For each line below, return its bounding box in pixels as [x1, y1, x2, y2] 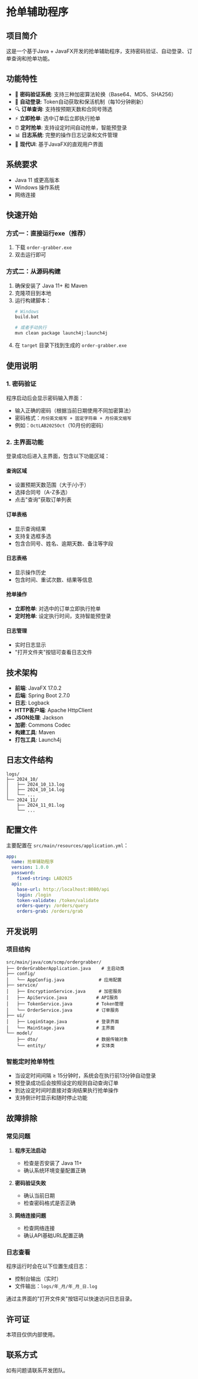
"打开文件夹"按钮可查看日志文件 [14, 648, 93, 656]
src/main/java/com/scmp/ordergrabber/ [6, 959, 102, 965]
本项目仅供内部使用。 [6, 1331, 58, 1338]
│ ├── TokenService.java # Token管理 [6, 1001, 124, 1007]
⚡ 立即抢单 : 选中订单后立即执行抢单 [14, 115, 100, 122]
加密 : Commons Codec [14, 721, 71, 728]
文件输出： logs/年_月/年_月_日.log [14, 1283, 98, 1290]
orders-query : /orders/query [17, 903, 89, 909]
